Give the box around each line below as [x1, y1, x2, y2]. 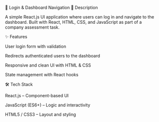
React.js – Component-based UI [5, 93, 69, 98]
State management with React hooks [5, 72, 79, 77]
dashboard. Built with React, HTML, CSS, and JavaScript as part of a [5, 19, 142, 25]
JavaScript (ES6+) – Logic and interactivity [5, 102, 91, 108]
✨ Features [5, 34, 28, 39]
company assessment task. [5, 24, 60, 30]
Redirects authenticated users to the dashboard [5, 53, 100, 58]
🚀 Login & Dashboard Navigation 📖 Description [5, 5, 98, 10]
